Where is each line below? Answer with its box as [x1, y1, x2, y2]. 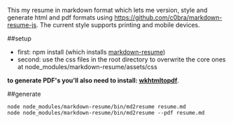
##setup [7, 34, 31, 43]
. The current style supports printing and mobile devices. [36, 21, 201, 29]
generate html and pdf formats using [7, 13, 113, 22]
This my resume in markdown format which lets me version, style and [7, 6, 208, 14]
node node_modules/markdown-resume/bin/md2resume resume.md [7, 103, 187, 110]
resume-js [7, 21, 37, 29]
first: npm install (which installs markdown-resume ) [17, 48, 166, 56]
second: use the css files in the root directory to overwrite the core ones [17, 55, 226, 64]
